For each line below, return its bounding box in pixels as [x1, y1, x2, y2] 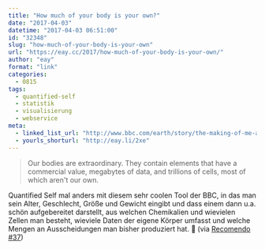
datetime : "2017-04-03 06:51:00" [8, 26, 118, 34]
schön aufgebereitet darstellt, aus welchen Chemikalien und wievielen [8, 207, 236, 217]
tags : [8, 85, 26, 93]
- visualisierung [15, 108, 73, 115]
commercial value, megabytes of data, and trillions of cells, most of [27, 167, 246, 176]
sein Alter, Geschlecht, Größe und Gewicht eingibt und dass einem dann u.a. [8, 198, 256, 208]
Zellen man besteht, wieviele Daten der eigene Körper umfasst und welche [8, 215, 251, 225]
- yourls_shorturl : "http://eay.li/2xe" [15, 136, 150, 145]
